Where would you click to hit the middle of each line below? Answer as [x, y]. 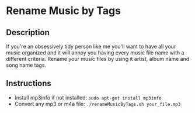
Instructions [29, 83]
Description [28, 32]
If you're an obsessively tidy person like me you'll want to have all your [91, 46]
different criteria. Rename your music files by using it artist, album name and [98, 59]
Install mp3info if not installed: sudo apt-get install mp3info [88, 97]
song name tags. [26, 65]
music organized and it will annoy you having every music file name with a [95, 53]
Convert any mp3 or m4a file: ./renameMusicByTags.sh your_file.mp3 [97, 104]
